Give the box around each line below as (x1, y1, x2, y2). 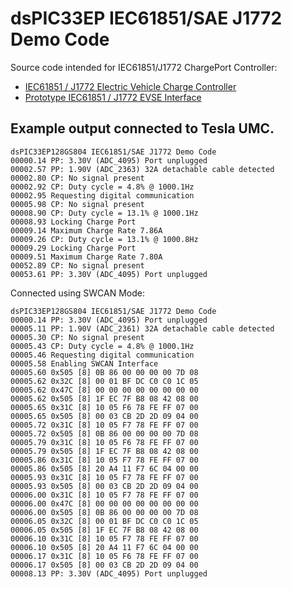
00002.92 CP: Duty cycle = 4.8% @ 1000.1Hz (10, 182, 195, 192)
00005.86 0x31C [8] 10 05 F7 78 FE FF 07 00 (10, 455, 199, 465)
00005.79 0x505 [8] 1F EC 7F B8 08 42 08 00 (10, 446, 199, 456)
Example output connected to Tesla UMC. (10, 120, 275, 137)
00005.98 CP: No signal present (10, 199, 145, 209)
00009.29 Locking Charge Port (10, 243, 137, 253)
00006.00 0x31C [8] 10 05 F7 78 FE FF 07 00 (10, 490, 199, 500)
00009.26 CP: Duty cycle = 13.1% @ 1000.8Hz (10, 234, 199, 244)
